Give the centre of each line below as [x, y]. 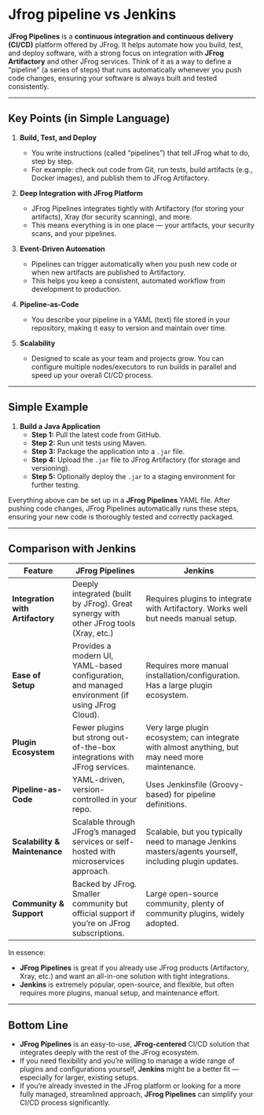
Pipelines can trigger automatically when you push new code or [134, 264]
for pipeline [195, 795]
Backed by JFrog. [104, 884]
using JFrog [94, 705]
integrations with [103, 757]
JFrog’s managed [104, 832]
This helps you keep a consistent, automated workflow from [128, 280]
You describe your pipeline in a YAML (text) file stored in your [130, 319]
